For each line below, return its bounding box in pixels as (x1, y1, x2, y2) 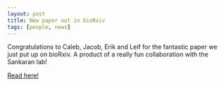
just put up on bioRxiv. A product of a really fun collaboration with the (7, 50, 209, 59)
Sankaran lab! (7, 58, 47, 66)
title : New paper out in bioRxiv (7, 17, 106, 24)
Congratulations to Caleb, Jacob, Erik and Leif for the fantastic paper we (7, 43, 218, 51)
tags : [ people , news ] (7, 23, 71, 30)
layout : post (7, 10, 46, 18)
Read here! (7, 71, 39, 80)
